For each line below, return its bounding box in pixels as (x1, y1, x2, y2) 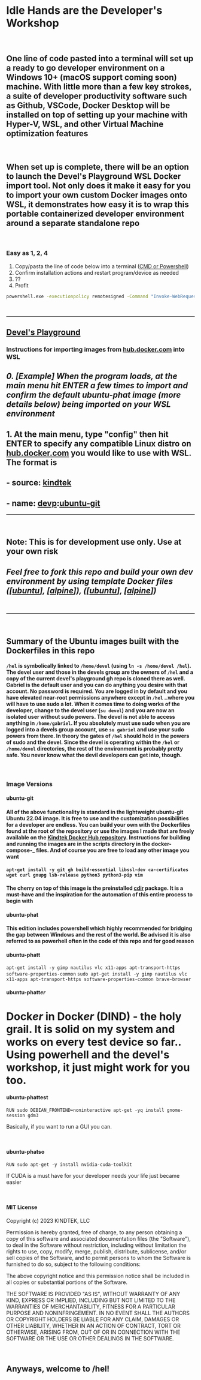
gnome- (166, 1107, 184, 1113)
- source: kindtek (6, 478, 72, 488)
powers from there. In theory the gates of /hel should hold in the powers (6, 733, 190, 740)
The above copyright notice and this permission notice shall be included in (6, 1272, 190, 1279)
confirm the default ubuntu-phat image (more (6, 390, 181, 400)
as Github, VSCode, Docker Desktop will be (6, 100, 170, 111)
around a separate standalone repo (6, 218, 140, 229)
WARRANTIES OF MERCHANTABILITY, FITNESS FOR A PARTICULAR (6, 1303, 175, 1310)
